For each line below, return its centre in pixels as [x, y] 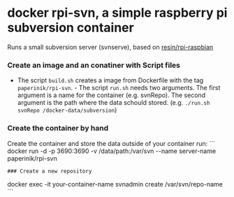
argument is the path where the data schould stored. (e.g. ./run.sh [114, 103]
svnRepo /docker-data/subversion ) [67, 110]
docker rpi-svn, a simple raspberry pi [117, 13]
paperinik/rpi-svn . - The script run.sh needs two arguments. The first [119, 88]
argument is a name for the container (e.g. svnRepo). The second [111, 95]
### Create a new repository [50, 171]
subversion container [71, 28]
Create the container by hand [58, 129]
